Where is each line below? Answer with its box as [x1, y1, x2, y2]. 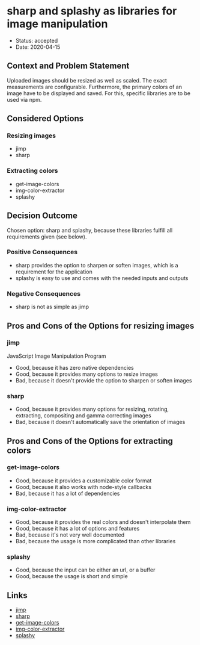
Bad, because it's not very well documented [15, 531, 125, 538]
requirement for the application [15, 268, 92, 275]
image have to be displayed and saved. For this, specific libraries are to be [7, 89, 191, 97]
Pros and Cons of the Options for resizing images [7, 320, 195, 331]
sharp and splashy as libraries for [7, 4, 177, 18]
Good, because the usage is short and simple [15, 573, 128, 580]
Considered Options [7, 113, 83, 124]
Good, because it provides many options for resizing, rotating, [15, 405, 169, 413]
